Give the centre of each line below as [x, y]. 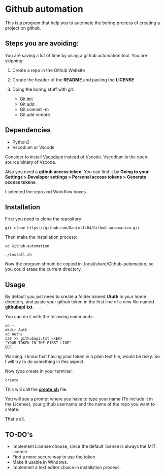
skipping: [14, 61]
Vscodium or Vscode [33, 147]
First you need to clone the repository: [44, 219]
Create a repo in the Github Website [49, 70]
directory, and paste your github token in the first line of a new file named [80, 302]
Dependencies [28, 130]
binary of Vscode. [38, 162]
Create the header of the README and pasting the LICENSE [73, 79]
